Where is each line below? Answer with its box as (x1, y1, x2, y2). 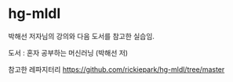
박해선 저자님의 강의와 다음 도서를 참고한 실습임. (8, 31, 155, 41)
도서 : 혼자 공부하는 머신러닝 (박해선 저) (8, 48, 128, 57)
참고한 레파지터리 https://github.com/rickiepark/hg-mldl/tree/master (8, 64, 225, 74)
